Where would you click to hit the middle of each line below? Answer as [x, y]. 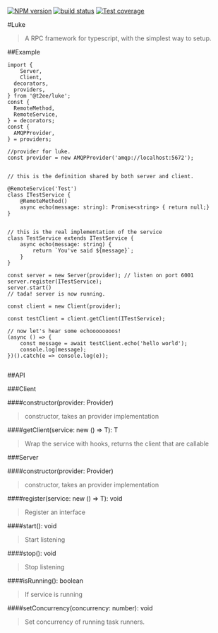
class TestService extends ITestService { [71, 238]
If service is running [54, 594]
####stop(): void [32, 553]
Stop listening [44, 567]
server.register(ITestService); [55, 281]
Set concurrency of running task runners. [85, 622]
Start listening [45, 540]
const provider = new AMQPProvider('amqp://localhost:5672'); [101, 158]
